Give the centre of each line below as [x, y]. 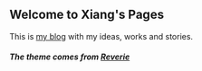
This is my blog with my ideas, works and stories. [101, 36]
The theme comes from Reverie [70, 57]
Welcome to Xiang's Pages [87, 15]
